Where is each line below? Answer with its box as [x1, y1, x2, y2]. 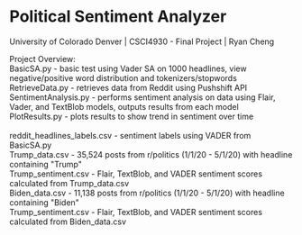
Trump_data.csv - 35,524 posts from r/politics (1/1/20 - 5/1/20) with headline [9, 149, 293, 159]
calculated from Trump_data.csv [9, 177, 130, 188]
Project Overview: [9, 53, 77, 64]
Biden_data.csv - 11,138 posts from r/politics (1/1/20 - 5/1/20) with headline [9, 187, 286, 198]
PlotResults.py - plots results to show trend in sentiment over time [9, 111, 254, 122]
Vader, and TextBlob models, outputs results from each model [9, 101, 239, 112]
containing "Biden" [9, 196, 79, 208]
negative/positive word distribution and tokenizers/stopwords [9, 72, 237, 83]
